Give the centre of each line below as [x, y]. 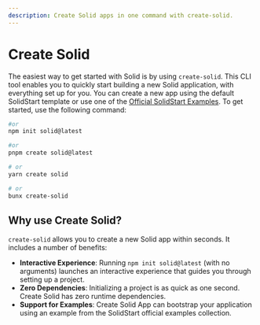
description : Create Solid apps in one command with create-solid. [121, 15]
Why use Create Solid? [65, 220]
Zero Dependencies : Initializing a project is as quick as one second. [130, 288]
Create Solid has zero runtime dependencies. [93, 297]
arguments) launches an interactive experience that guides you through [135, 271]
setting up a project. [52, 279]
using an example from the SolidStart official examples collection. [125, 313]
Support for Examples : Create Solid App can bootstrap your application [136, 305]
